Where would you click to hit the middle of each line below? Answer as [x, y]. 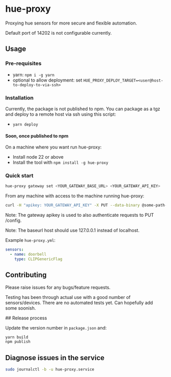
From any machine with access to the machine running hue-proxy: [75, 196]
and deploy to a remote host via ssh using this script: [61, 114]
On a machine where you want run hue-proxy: [53, 147]
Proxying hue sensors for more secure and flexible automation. [71, 23]
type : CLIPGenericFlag [38, 259]
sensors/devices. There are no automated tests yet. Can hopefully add [79, 303]
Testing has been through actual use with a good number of [68, 297]
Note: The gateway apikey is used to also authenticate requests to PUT [80, 215]
